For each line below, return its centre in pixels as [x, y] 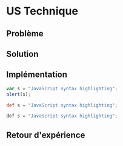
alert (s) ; [19, 94]
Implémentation [37, 75]
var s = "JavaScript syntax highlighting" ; [62, 88]
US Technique [42, 11]
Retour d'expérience [46, 135]
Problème [25, 34]
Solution [22, 54]
